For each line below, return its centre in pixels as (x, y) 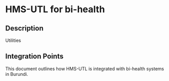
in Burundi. (17, 74)
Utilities (13, 40)
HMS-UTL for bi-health (55, 9)
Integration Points (35, 56)
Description (24, 28)
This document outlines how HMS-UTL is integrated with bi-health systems (85, 69)
